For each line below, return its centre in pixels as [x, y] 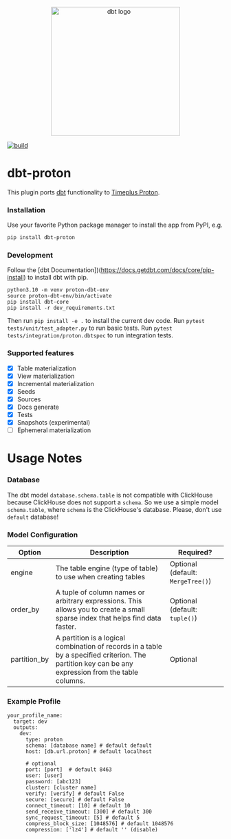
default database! [33, 517]
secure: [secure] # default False [75, 800]
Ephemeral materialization [54, 430]
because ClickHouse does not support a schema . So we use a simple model [113, 502]
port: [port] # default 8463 [68, 770]
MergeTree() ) [190, 581]
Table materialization [47, 368]
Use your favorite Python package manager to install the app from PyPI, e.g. [115, 225]
